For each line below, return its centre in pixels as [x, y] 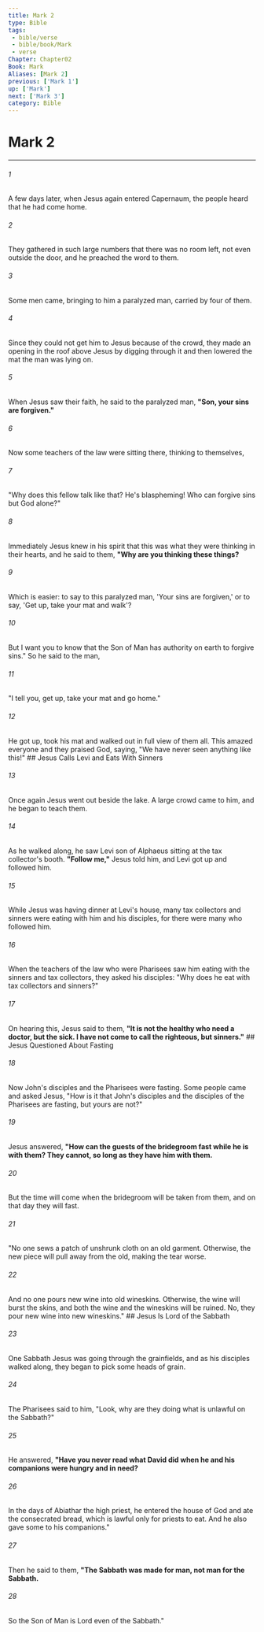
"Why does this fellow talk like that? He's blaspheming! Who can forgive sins [132, 495]
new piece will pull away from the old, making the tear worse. [107, 1256]
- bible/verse [35, 37]
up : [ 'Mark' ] [29, 89]
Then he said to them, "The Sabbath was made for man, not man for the [126, 1570]
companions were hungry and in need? [73, 1468]
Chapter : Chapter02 [40, 60]
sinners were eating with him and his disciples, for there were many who [125, 918]
